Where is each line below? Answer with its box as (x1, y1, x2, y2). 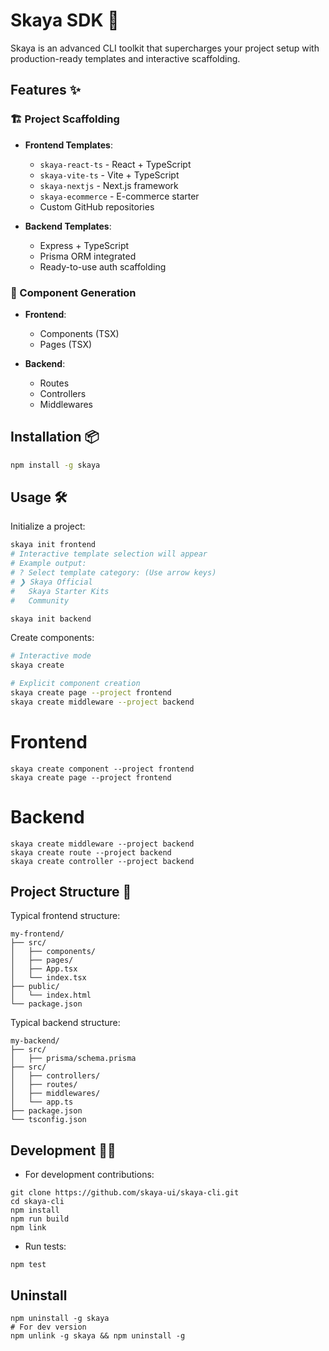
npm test (10, 1260, 47, 1270)
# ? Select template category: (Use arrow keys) (10, 568, 217, 578)
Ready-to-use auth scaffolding (39, 260, 167, 273)
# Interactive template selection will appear (10, 549, 208, 559)
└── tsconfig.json (10, 1115, 87, 1125)
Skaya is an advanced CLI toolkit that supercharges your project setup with (10, 42, 320, 54)
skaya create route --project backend (10, 847, 172, 858)
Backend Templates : (24, 220, 112, 232)
